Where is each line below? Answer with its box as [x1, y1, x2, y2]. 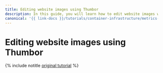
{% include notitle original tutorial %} [5, 63, 79, 69]
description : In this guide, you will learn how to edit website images [5, 12, 155, 16]
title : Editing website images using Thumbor [5, 7, 98, 12]
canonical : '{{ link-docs [5, 16, 57, 21]
